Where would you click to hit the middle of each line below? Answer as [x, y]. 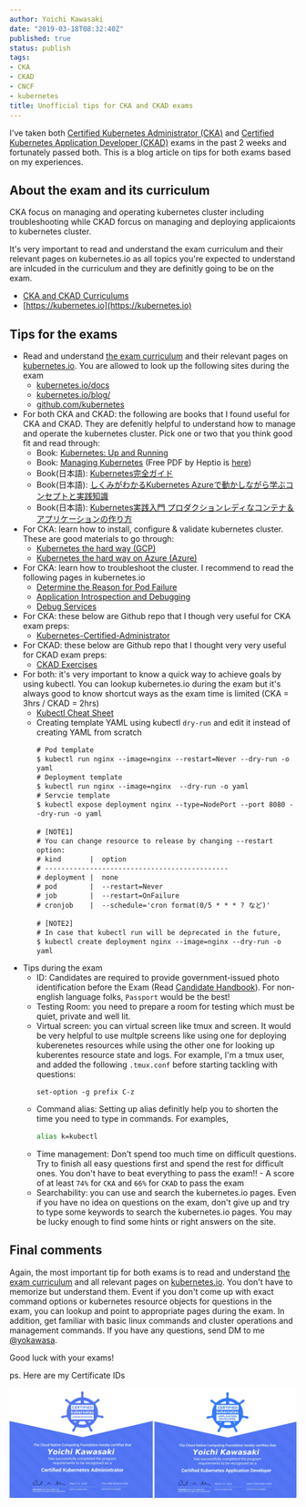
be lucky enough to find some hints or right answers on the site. [156, 1222]
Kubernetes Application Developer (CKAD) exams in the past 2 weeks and [148, 142]
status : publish [40, 48]
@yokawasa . [33, 1339]
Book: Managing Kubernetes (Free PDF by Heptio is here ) [144, 463]
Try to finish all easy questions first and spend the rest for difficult [160, 1164]
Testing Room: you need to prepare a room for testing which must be [165, 1007]
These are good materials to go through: [98, 539]
